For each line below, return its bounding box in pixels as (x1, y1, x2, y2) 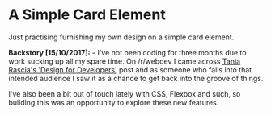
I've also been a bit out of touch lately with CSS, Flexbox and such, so (8, 88, 241, 98)
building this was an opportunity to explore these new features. (8, 97, 219, 107)
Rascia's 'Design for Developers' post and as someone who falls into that (8, 64, 252, 74)
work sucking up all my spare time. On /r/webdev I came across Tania (8, 56, 241, 66)
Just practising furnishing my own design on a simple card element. (8, 32, 235, 42)
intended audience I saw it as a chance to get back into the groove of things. (8, 73, 264, 83)
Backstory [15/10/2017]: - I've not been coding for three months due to (8, 47, 247, 57)
